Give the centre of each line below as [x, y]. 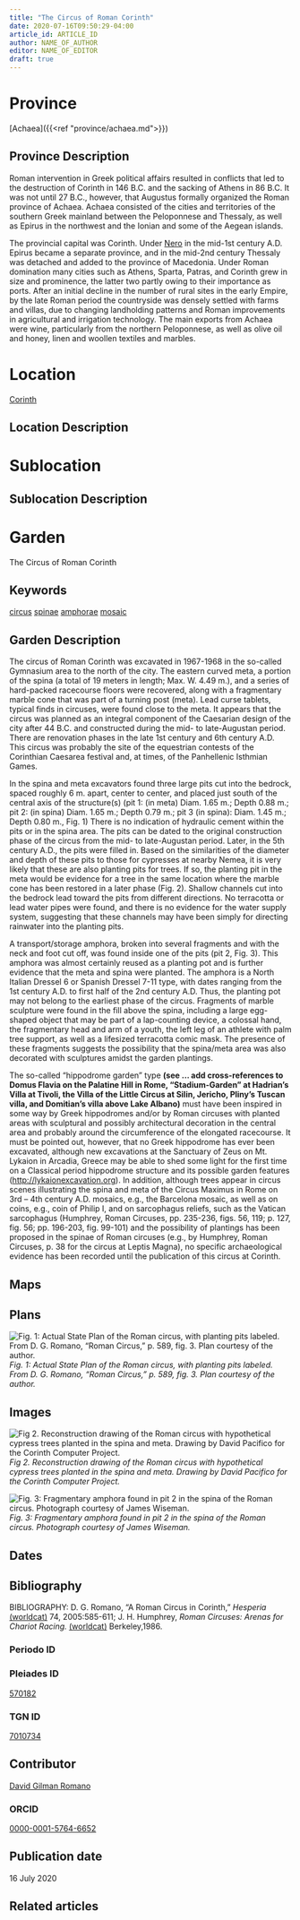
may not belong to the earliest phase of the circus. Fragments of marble [142, 1001]
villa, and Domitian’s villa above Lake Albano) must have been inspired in [146, 1104]
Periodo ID [33, 1649]
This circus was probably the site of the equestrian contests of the [132, 747]
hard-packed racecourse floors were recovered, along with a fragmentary [146, 690]
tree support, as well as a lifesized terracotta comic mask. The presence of [147, 1039]
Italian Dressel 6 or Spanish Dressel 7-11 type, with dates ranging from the [146, 982]
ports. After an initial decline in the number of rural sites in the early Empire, [149, 290]
